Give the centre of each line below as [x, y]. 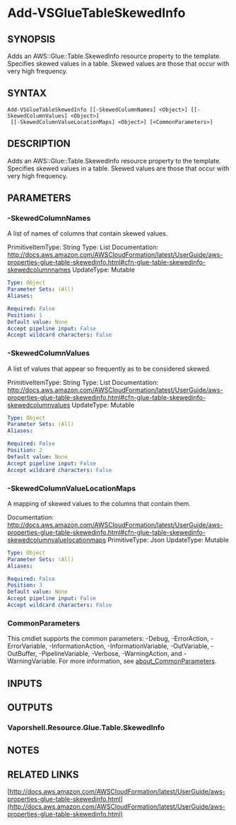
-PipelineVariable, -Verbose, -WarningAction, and [110, 654]
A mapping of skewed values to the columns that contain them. [99, 503]
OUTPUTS [30, 707]
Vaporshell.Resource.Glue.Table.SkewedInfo [86, 727]
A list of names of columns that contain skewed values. [88, 233]
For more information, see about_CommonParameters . [138, 661]
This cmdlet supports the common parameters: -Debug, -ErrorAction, [108, 639]
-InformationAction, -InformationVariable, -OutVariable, [129, 646]
